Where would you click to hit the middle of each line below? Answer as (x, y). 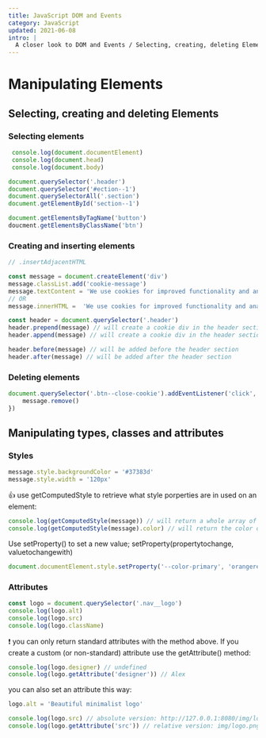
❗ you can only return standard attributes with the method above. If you (123, 641)
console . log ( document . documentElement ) (78, 152)
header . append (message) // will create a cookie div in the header (122, 335)
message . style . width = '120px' (60, 480)
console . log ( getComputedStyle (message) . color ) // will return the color (131, 529)
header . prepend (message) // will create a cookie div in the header (123, 328)
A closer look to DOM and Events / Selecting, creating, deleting (127, 45)
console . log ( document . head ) (58, 160)
